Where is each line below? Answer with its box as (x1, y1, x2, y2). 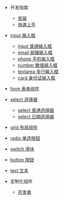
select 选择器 (10, 96, 38, 103)
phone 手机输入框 (17, 56, 55, 62)
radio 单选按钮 (10, 135, 41, 141)
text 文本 (10, 168, 29, 174)
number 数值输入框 (17, 62, 58, 68)
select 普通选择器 (17, 107, 54, 113)
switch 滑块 (10, 146, 35, 152)
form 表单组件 (10, 86, 40, 91)
